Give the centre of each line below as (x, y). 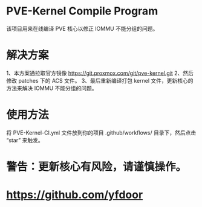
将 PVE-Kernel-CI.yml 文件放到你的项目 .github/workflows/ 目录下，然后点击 (101, 132)
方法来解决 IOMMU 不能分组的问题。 (52, 88)
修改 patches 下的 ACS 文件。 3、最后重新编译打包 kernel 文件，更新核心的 (100, 80)
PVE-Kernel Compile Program (82, 11)
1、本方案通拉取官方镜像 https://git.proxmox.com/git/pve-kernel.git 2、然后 (100, 73)
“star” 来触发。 (25, 140)
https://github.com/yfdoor (75, 195)
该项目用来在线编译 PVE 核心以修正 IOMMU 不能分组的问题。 (82, 28)
